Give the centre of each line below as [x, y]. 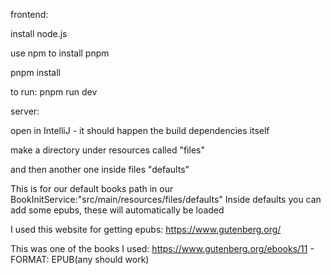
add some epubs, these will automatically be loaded [117, 210]
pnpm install [35, 72]
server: [25, 111]
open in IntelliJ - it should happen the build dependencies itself [140, 130]
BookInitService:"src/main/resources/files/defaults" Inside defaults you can [166, 199]
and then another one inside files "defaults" [100, 169]
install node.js [39, 33]
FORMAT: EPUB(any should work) [80, 259]
